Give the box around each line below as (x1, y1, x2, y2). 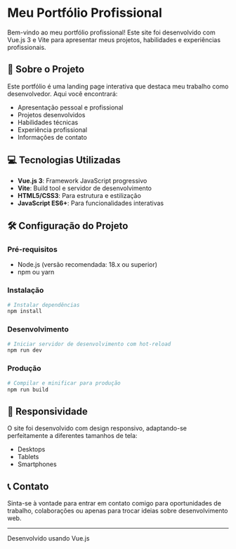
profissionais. (7, 43, 47, 51)
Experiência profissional (17, 125, 88, 134)
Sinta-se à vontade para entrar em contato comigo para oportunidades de (7, 499, 221, 508)
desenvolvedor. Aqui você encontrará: (7, 89, 118, 98)
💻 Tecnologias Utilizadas (7, 154, 121, 166)
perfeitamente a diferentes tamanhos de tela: (7, 432, 138, 440)
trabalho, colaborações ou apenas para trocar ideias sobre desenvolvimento (7, 507, 228, 515)
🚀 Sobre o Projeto (7, 63, 85, 75)
